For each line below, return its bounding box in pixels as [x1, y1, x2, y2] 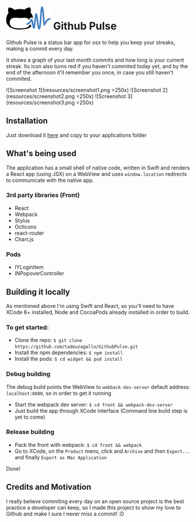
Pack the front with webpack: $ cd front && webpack [14, 441, 142, 448]
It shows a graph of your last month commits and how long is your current [6, 56, 184, 63]
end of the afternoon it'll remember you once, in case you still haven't [6, 69, 174, 76]
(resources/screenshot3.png [6, 99, 75, 106]
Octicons [14, 223, 37, 230]
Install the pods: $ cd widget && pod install [14, 355, 123, 362]
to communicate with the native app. [6, 177, 94, 184]
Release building [6, 428, 54, 436]
